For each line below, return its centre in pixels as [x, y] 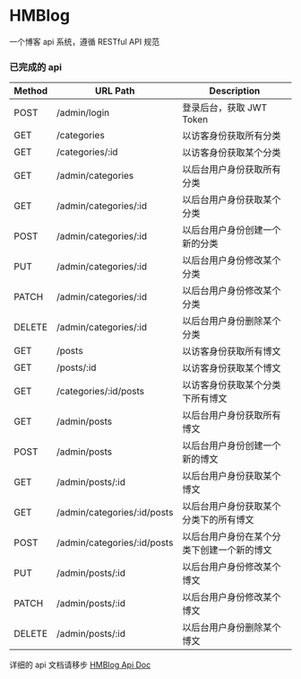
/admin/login [83, 113]
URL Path [115, 91]
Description [235, 91]
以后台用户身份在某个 [227, 537]
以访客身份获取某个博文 [232, 368]
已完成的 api [36, 66]
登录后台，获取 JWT [225, 108]
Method [31, 91]
